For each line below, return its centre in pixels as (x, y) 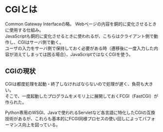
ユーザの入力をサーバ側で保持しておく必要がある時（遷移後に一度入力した (80, 48)
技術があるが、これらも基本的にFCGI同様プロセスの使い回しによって (74, 118)
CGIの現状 (20, 71)
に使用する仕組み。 (24, 30)
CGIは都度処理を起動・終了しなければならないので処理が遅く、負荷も (75, 84)
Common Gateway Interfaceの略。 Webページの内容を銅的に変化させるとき (81, 24)
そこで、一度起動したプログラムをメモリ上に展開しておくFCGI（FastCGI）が (82, 96)
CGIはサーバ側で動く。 (41, 42)
